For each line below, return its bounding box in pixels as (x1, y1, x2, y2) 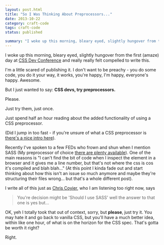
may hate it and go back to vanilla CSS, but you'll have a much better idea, (5, 214, 155, 220)
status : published (5, 30, 42, 35)
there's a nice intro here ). (5, 135, 56, 141)
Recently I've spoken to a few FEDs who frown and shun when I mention (5, 144, 150, 150)
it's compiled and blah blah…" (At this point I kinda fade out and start (5, 165, 143, 171)
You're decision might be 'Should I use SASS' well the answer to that (17, 194, 155, 200)
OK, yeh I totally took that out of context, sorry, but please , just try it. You (5, 209, 152, 215)
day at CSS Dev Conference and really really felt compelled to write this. (5, 57, 150, 63)
